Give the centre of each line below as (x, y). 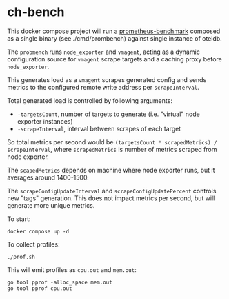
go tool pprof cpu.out (40, 288)
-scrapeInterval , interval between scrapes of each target (99, 128)
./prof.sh (21, 257)
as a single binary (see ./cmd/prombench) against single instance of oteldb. (114, 38)
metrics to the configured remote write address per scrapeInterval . (103, 87)
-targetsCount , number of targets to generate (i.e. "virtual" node (108, 114)
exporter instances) (45, 121)
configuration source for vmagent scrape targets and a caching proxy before (114, 59)
